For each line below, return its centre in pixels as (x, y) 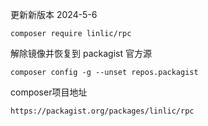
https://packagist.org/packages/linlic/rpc (102, 111)
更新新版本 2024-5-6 (54, 14)
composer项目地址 (49, 92)
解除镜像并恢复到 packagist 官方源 (81, 53)
